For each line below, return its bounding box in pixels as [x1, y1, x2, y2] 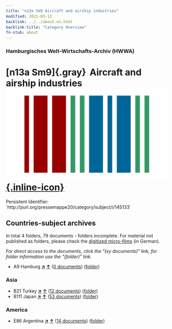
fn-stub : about [6, 30, 39, 35]
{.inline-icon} [6, 181, 65, 193]
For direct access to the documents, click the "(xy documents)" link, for [6, 248, 157, 254]
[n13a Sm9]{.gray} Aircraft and [6, 67, 142, 78]
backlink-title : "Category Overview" [6, 25, 87, 30]
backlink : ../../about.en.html [6, 19, 73, 24]
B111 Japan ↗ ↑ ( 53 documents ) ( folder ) [13, 294, 99, 300]
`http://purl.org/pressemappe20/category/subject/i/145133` [6, 204, 131, 210]
